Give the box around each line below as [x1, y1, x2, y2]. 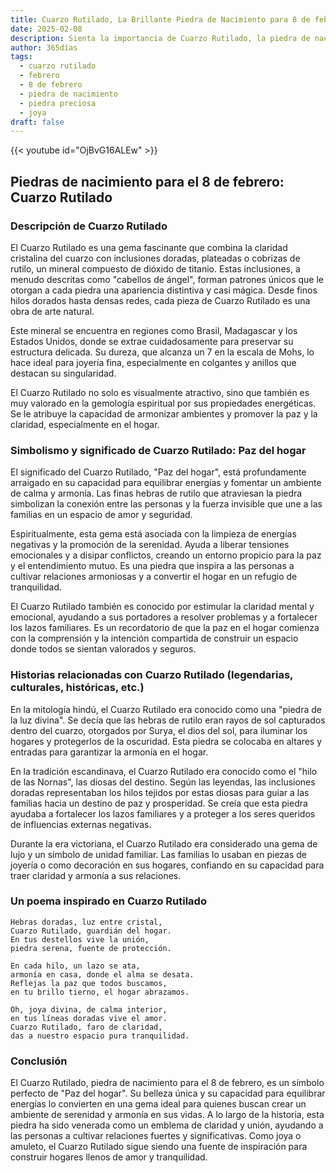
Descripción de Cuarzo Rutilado [10, 219, 168, 233]
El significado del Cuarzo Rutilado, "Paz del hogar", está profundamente [10, 466, 307, 478]
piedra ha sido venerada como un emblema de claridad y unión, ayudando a [10, 1119, 324, 1131]
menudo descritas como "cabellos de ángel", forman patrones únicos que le [10, 273, 324, 285]
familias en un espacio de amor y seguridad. [10, 509, 193, 521]
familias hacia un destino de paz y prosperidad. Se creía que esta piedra [10, 797, 308, 809]
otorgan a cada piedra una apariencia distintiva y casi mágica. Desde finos [10, 284, 318, 296]
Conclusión [10, 1054, 68, 1068]
